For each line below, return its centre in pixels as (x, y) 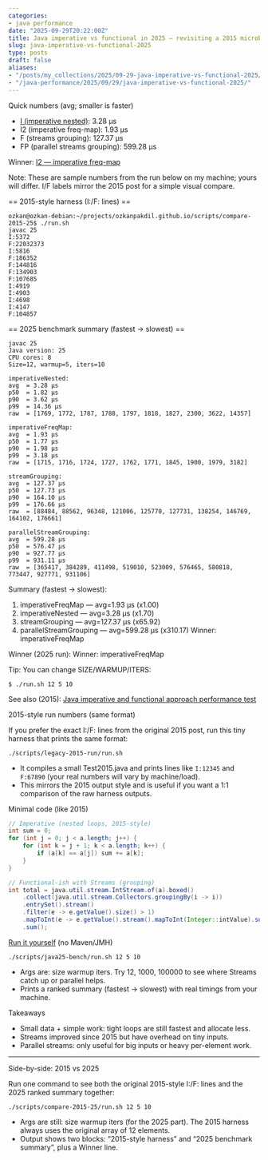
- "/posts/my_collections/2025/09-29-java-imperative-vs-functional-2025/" (137, 75)
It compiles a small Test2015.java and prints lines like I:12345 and (127, 767)
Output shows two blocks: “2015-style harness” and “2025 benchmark (136, 1138)
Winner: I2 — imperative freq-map (65, 161)
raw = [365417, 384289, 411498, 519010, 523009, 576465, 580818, (121, 567)
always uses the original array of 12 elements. (95, 1130)
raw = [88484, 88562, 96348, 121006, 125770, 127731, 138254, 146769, (130, 511)
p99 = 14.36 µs (35, 406)
